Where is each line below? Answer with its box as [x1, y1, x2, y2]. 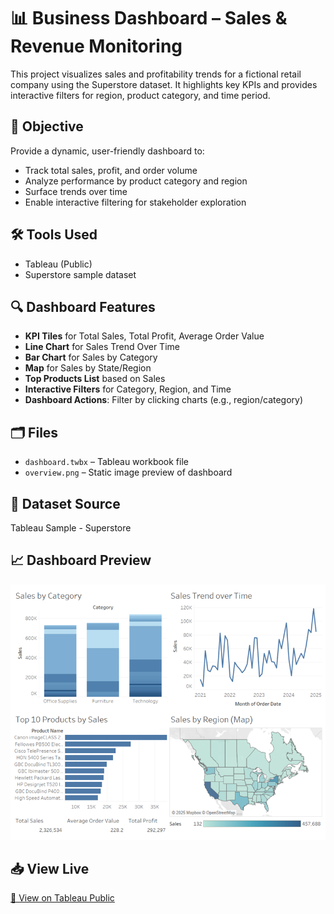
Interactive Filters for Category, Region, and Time [24, 383, 232, 395]
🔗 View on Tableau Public [10, 892, 115, 904]
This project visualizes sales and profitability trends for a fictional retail [10, 68, 302, 80]
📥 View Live [10, 860, 90, 877]
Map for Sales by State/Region [24, 362, 152, 374]
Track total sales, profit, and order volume [24, 164, 198, 176]
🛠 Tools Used [10, 226, 98, 244]
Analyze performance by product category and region [24, 175, 248, 187]
